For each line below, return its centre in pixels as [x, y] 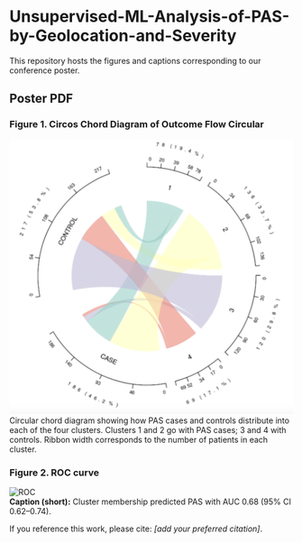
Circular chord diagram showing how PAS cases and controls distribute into [150, 420]
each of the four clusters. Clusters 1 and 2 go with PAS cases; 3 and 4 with [148, 429]
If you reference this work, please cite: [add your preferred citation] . [136, 529]
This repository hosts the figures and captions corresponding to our [135, 60]
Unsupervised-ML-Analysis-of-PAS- [150, 17]
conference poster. [45, 70]
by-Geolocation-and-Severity [123, 36]
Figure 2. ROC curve [54, 473]
